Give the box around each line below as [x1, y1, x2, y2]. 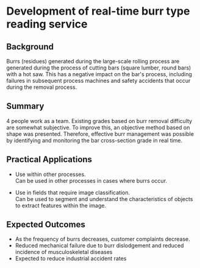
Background [6, 41, 54, 52]
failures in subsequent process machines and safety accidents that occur [6, 77, 191, 84]
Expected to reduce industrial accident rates [15, 255, 127, 263]
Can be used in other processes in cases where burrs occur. [15, 177, 168, 184]
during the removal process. [6, 83, 77, 91]
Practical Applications [6, 154, 93, 165]
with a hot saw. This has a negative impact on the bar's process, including [6, 71, 192, 77]
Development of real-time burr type [6, 4, 190, 18]
